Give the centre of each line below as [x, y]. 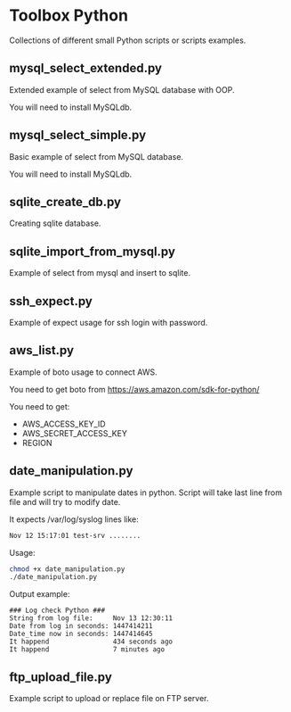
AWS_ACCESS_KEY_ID [64, 424]
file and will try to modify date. [65, 501]
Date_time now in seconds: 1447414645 [81, 634]
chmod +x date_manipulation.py [67, 569]
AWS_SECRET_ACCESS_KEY [74, 433]
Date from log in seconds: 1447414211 [81, 626]
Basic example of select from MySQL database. [97, 156]
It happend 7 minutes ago [87, 650]
